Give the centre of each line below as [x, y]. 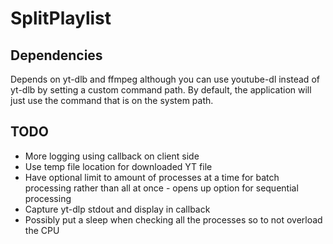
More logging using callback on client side [112, 156]
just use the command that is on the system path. [112, 100]
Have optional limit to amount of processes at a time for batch [152, 177]
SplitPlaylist [61, 18]
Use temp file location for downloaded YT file [118, 166]
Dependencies [56, 55]
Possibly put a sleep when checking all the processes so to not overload [173, 219]
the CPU [42, 230]
